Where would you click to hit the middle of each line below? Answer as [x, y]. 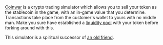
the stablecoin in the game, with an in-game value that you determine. [75, 12]
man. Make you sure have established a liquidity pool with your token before [82, 22]
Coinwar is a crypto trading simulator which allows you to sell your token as [81, 7]
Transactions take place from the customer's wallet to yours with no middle [81, 17]
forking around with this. [30, 28]
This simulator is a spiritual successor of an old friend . [60, 37]
